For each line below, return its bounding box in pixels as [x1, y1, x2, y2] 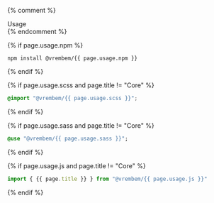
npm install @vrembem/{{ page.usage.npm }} [7, 55, 138, 62]
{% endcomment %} [7, 28, 67, 35]
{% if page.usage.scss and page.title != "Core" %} [7, 81, 154, 89]
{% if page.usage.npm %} [7, 41, 84, 49]
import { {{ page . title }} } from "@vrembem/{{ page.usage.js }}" [7, 175, 208, 182]
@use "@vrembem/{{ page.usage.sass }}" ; [7, 135, 129, 142]
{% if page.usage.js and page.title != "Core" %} [7, 161, 147, 170]
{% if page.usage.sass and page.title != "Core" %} [7, 121, 154, 130]
